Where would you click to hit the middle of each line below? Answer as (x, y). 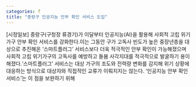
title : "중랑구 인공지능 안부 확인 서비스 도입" (57, 17)
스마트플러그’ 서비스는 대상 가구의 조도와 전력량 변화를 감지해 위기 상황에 (106, 63)
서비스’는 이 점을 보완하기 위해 (41, 78)
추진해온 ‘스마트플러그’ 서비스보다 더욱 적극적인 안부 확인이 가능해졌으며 (104, 49)
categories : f (24, 11)
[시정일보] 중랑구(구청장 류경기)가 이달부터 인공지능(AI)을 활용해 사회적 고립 (93, 34)
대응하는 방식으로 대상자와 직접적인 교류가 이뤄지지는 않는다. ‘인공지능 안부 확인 (97, 71)
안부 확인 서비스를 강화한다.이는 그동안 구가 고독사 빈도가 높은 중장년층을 (100, 41)
